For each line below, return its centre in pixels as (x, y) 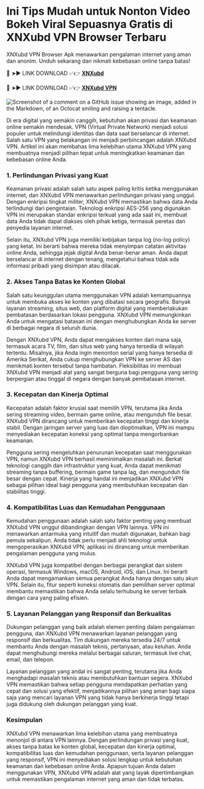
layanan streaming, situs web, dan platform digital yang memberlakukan (97, 308)
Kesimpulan (25, 720)
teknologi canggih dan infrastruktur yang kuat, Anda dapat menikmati (94, 465)
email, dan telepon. (31, 660)
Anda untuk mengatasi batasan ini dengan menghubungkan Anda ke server (102, 321)
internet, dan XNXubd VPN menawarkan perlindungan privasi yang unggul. (101, 195)
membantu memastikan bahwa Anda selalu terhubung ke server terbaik (96, 591)
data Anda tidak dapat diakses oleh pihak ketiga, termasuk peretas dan (96, 221)
